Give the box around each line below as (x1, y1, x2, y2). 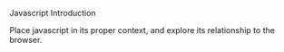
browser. (9, 35, 43, 45)
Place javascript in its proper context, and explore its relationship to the (9, 25, 275, 35)
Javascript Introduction (9, 8, 97, 18)
